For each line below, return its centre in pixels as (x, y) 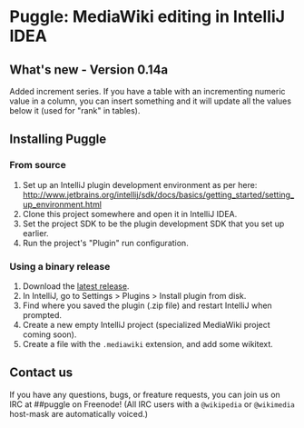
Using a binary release (60, 266)
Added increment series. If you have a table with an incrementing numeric (147, 91)
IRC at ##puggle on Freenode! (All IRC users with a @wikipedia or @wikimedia (152, 404)
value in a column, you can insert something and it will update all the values (151, 101)
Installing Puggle (58, 139)
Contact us (41, 373)
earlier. (35, 233)
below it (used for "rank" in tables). (75, 110)
